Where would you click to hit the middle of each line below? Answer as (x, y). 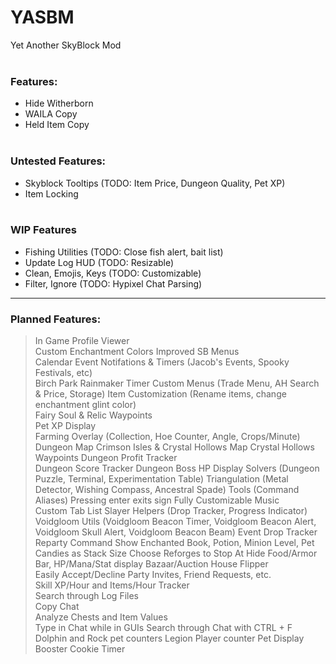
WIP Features (43, 230)
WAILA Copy (51, 114)
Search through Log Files (86, 596)
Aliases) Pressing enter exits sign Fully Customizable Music (157, 500)
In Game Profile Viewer (82, 341)
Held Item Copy (57, 125)
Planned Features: (56, 319)
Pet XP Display (65, 426)
